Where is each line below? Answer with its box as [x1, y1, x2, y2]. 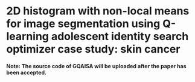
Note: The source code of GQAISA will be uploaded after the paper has [6, 62, 187, 69]
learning [6, 30, 50, 43]
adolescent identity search [51, 30, 189, 43]
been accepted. [6, 69, 47, 76]
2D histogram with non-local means [6, 4, 190, 18]
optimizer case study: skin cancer [6, 42, 181, 56]
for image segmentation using [6, 17, 161, 31]
